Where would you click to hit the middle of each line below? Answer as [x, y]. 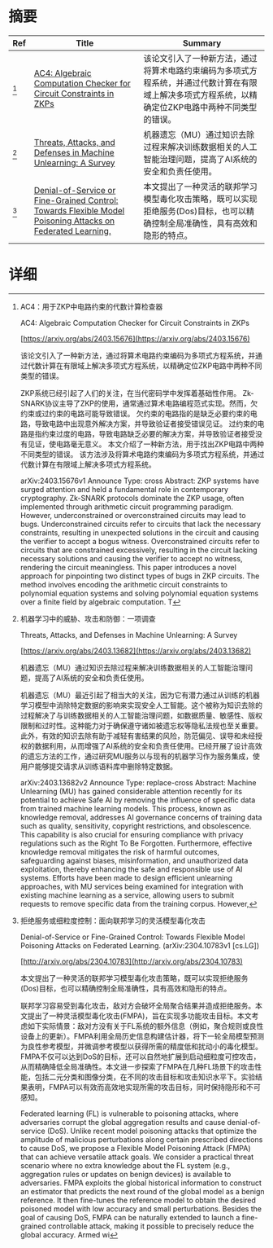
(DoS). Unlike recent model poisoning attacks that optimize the [152, 1131]
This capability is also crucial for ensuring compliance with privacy [132, 834]
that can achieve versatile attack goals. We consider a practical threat [137, 1157]
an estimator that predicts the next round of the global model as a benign [143, 1191]
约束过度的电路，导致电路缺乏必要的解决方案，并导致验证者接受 [149, 433]
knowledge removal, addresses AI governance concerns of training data [141, 817]
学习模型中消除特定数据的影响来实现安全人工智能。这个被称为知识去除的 [141, 705]
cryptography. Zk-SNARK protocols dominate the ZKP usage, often [132, 498]
